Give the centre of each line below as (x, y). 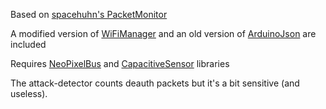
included (28, 44)
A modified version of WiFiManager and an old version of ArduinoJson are (163, 33)
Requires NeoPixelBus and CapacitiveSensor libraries (120, 63)
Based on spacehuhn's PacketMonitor (89, 14)
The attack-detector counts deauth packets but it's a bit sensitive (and (155, 83)
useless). (29, 93)
